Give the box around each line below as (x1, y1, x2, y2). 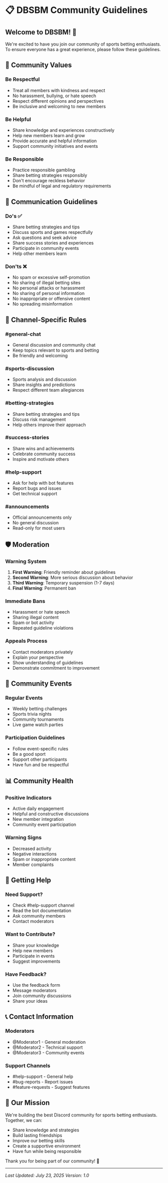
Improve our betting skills (12, 1137, 65, 1143)
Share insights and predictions (12, 382, 75, 388)
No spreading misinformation (12, 301, 72, 307)
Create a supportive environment (12, 1143, 81, 1149)
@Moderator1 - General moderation (12, 1039, 86, 1045)
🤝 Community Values (5, 61, 72, 70)
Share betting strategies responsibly (12, 172, 87, 178)
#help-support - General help (12, 1073, 73, 1079)
